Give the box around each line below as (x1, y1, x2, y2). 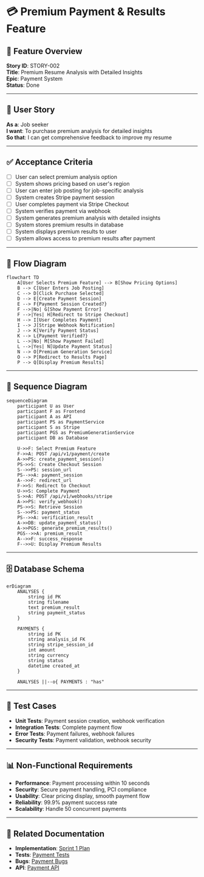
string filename (28, 599, 69, 605)
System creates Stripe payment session (15, 194, 115, 201)
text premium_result (28, 604, 80, 611)
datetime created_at (28, 663, 80, 669)
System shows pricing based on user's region (15, 180, 130, 187)
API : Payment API (15, 864, 59, 872)
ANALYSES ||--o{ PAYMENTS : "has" (17, 679, 104, 685)
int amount (28, 647, 56, 653)
